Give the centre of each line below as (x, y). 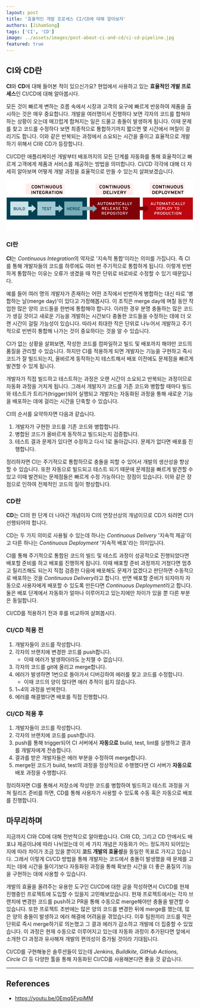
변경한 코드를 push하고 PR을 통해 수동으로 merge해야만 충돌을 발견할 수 (106, 901)
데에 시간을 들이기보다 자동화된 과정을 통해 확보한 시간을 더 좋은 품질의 (99, 866)
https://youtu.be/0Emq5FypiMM (54, 998)
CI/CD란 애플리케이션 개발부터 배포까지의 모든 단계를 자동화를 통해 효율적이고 (96, 156)
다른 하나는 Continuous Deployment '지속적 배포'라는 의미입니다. (89, 543)
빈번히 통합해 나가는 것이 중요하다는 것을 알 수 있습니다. (86, 331)
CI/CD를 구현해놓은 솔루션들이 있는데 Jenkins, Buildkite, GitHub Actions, (92, 951)
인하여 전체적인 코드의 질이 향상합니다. (66, 484)
